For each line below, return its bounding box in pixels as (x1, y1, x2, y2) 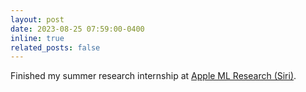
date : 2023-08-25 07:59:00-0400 (10, 24, 145, 34)
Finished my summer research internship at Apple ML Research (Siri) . (10, 70, 297, 82)
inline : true (10, 33, 65, 43)
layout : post (10, 14, 65, 25)
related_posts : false (10, 42, 101, 53)
